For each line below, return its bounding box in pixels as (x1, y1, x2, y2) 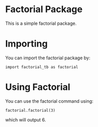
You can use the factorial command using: (5, 98, 94, 104)
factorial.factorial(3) (5, 108, 56, 113)
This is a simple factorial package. (5, 20, 77, 26)
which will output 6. (5, 116, 46, 122)
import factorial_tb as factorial (5, 64, 79, 69)
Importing (5, 38, 48, 50)
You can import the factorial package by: (5, 55, 90, 61)
